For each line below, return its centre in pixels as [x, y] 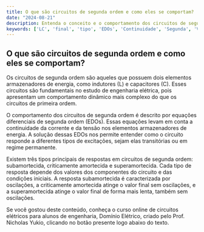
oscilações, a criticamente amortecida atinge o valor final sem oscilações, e [101, 185]
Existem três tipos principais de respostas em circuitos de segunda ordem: [100, 159]
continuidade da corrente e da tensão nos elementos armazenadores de [97, 128]
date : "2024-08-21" [31, 18]
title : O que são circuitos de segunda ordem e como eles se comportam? [100, 12]
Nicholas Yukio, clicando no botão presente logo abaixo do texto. [88, 223]
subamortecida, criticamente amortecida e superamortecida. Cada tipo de [99, 166]
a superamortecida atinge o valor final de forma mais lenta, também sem [97, 191]
